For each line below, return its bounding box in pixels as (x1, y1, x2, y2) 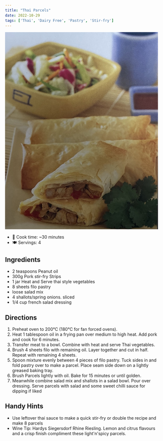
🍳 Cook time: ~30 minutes (12, 234, 65, 240)
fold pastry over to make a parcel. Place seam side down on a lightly (12, 362, 149, 368)
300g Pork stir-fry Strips (12, 274, 62, 279)
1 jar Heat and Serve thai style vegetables (12, 279, 96, 285)
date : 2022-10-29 (5, 13, 40, 18)
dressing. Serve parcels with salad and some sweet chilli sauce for (12, 383, 146, 389)
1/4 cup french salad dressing (12, 299, 72, 305)
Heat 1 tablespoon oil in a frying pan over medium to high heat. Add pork (12, 331, 158, 337)
